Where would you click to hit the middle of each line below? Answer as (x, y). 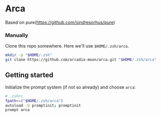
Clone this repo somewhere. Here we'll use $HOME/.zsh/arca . (67, 46)
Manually (17, 35)
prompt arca (17, 110)
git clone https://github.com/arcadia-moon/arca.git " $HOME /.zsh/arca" (81, 60)
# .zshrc (14, 96)
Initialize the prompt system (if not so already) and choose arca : (70, 87)
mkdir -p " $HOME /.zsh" (29, 55)
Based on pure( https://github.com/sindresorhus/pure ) (60, 22)
